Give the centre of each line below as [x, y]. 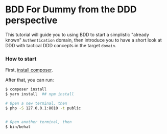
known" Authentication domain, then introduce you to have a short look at [83, 40]
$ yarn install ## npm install [40, 94]
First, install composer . [29, 70]
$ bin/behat [18, 127]
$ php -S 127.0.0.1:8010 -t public [43, 108]
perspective [31, 20]
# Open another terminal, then [39, 122]
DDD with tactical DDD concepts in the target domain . [61, 45]
